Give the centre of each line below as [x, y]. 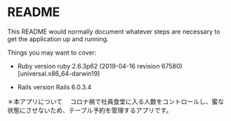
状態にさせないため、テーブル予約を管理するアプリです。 [90, 110]
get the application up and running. [58, 38]
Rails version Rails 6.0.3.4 [54, 87]
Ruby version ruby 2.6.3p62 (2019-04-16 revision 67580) [100, 66]
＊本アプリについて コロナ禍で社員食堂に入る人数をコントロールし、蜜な [116, 101]
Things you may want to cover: [52, 52]
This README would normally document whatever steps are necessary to [114, 31]
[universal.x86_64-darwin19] [59, 73]
